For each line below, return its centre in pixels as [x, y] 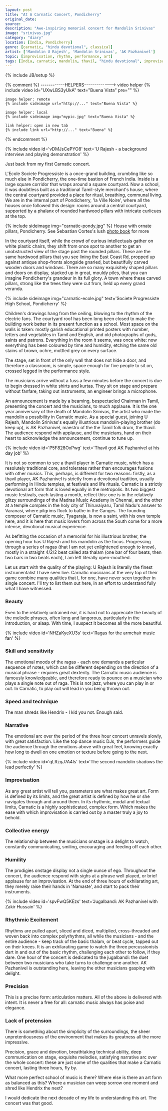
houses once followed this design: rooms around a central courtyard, [76, 206]
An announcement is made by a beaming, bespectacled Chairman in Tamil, [82, 401]
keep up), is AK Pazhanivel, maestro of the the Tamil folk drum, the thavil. [80, 428]
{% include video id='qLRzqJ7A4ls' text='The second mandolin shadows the [84, 762]
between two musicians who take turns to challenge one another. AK [76, 962]
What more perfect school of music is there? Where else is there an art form [83, 1077]
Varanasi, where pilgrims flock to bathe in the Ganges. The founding [75, 511]
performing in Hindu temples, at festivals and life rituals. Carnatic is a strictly [84, 484]
